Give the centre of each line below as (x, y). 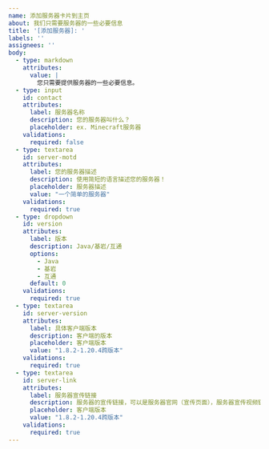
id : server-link (50, 380)
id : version (42, 224)
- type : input (39, 90)
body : (17, 53)
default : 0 (48, 284)
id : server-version (55, 313)
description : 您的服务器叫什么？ (80, 120)
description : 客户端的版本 (71, 336)
